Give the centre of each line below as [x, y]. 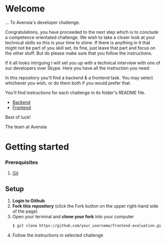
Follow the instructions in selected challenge [58, 235]
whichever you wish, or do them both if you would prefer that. [68, 83]
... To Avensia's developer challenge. [43, 22]
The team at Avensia [26, 127]
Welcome [25, 9]
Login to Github [28, 201]
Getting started [37, 147]
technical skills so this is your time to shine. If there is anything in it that [78, 42]
